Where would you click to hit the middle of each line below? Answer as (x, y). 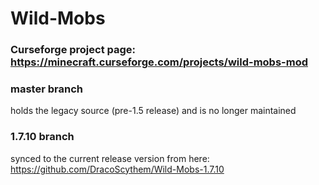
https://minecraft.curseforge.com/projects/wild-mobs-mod (159, 62)
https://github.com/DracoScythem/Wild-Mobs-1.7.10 (117, 169)
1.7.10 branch (42, 137)
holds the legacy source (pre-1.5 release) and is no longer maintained (153, 111)
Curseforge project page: (73, 50)
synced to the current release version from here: (110, 158)
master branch (46, 89)
